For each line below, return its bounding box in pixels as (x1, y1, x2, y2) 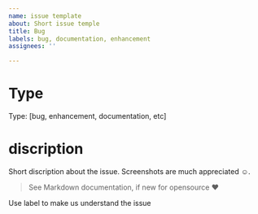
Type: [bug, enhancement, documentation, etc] (8, 111, 167, 121)
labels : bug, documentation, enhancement (8, 34, 151, 43)
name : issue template (8, 11, 82, 20)
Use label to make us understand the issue (8, 199, 151, 207)
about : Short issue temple (8, 20, 100, 28)
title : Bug (8, 27, 46, 35)
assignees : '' (8, 42, 57, 50)
